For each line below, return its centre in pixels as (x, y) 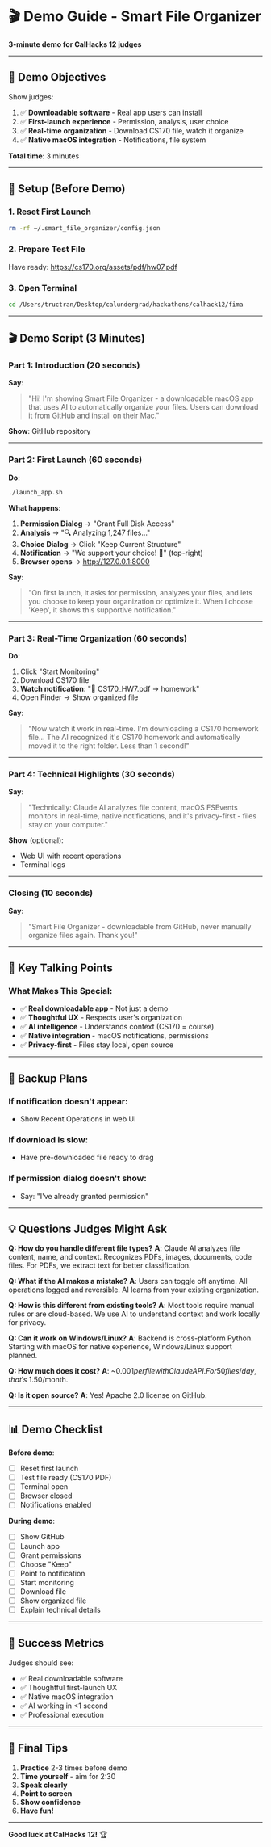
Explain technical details (60, 1609)
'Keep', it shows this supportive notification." (102, 610)
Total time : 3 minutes (44, 156)
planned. (23, 1356)
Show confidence (50, 1802)
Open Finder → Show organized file (79, 697)
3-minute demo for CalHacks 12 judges (75, 44)
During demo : (31, 1521)
